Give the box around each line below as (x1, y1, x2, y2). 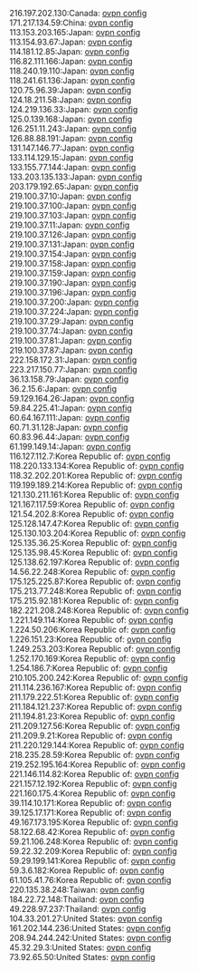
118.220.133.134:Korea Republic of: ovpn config (9, 461, 184, 471)
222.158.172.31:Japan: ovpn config (9, 354, 137, 365)
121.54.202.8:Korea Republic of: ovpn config (9, 509, 174, 519)
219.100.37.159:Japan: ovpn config (9, 267, 137, 278)
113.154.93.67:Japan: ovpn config (9, 36, 133, 47)
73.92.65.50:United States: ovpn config (9, 952, 156, 962)
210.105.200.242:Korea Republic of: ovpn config (9, 673, 188, 683)
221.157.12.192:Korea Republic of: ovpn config (9, 779, 178, 789)
